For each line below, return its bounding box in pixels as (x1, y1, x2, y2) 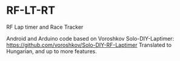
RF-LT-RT (6, 4, 56, 17)
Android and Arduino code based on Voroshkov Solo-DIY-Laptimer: (6, 35, 175, 42)
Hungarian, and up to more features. (6, 47, 97, 54)
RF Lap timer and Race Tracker (6, 23, 84, 30)
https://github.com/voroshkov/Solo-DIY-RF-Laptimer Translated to (6, 41, 172, 48)
